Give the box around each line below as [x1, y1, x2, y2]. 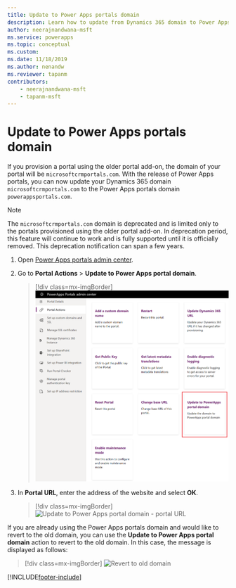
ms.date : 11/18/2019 [7, 56, 68, 63]
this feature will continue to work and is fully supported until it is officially [7, 234, 219, 243]
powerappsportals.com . [7, 192, 72, 200]
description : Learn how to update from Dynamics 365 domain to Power [7, 18, 216, 26]
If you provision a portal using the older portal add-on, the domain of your [7, 162, 221, 171]
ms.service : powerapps [7, 34, 74, 41]
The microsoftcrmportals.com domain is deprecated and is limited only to [7, 219, 219, 228]
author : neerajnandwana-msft [7, 26, 93, 33]
